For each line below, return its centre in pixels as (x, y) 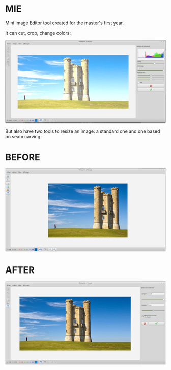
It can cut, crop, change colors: (38, 33)
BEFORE (23, 157)
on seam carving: (23, 137)
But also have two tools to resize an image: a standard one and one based (83, 131)
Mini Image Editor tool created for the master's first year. (64, 23)
